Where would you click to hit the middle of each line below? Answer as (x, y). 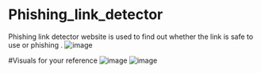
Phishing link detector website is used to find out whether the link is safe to (131, 36)
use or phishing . (36, 44)
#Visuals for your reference (53, 60)
